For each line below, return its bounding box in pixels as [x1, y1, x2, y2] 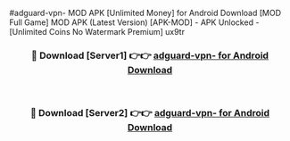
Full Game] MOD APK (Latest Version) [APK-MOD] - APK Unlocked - [9, 17, 260, 28]
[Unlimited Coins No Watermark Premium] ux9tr [9, 27, 186, 37]
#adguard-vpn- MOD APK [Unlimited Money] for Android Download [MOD [9, 8, 281, 18]
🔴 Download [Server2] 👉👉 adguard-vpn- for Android [29, 107, 270, 120]
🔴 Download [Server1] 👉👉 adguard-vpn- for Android [30, 49, 269, 62]
